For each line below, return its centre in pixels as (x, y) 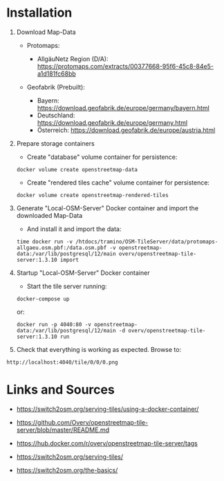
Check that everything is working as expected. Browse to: (99, 349)
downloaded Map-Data (49, 215)
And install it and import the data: (74, 229)
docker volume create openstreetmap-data (77, 169)
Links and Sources (60, 390)
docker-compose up (43, 299)
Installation (39, 13)
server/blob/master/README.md (63, 430)
